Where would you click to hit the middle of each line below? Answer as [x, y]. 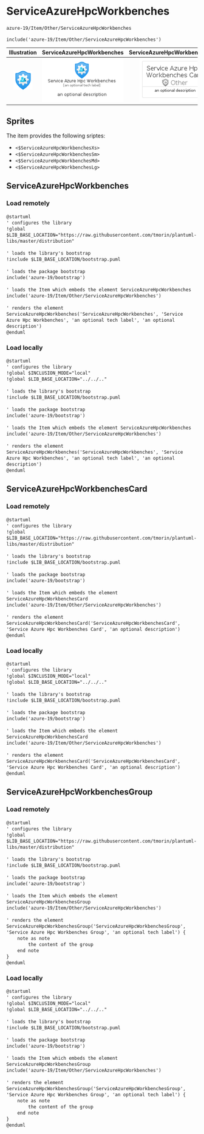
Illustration [23, 52]
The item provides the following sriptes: [56, 136]
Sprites [20, 121]
